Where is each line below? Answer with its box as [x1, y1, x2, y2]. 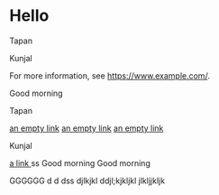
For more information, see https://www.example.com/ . [9, 70, 210, 81]
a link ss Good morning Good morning [9, 157, 151, 168]
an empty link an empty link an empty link [9, 123, 164, 134]
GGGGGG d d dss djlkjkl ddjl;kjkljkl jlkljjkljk [9, 175, 165, 186]
